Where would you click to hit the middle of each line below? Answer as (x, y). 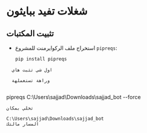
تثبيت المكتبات (30, 34)
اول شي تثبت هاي (32, 70)
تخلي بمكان (20, 108)
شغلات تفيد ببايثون (47, 11)
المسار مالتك (23, 124)
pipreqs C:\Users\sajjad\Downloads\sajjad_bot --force (73, 97)
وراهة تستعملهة (31, 80)
